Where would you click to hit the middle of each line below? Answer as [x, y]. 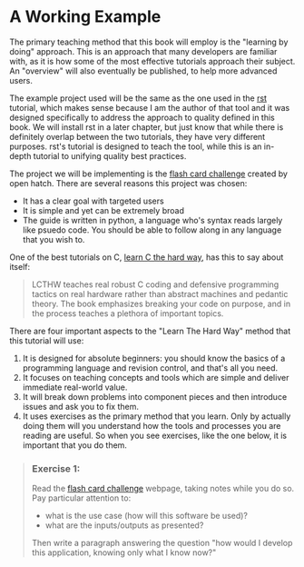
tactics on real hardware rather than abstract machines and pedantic [160, 293]
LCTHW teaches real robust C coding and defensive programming [155, 284]
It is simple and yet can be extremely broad [103, 210]
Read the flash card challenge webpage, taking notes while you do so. [163, 489]
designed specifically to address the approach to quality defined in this [142, 117]
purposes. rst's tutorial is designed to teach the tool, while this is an [136, 146]
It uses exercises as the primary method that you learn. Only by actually [157, 416]
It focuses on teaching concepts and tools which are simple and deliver [156, 377]
